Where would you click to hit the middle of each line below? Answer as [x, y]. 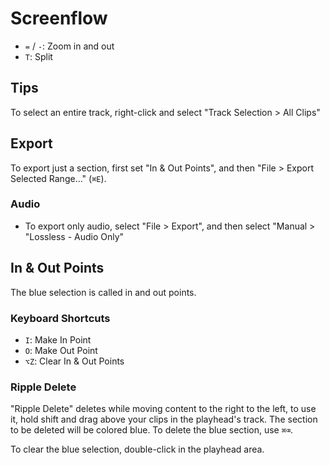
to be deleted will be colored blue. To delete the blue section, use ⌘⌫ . [152, 430]
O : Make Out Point [61, 350]
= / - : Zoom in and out [69, 46]
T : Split [38, 56]
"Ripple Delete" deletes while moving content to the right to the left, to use [163, 409]
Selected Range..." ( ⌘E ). [58, 178]
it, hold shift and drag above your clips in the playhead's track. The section [164, 419]
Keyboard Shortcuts [60, 318]
